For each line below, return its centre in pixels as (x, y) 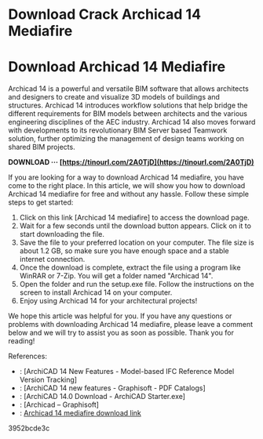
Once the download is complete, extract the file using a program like (130, 267)
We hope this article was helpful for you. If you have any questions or (120, 316)
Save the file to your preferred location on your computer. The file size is (137, 243)
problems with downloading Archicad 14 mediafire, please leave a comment (131, 325)
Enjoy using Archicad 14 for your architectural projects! (108, 301)
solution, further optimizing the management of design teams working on (126, 139)
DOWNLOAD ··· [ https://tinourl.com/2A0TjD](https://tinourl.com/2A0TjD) (131, 162)
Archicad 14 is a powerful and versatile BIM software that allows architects (128, 89)
